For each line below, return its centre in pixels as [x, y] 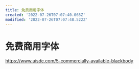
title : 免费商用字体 [25, 10]
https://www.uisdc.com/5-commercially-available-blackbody [69, 61]
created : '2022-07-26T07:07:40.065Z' [45, 15]
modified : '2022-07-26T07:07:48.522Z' [47, 19]
